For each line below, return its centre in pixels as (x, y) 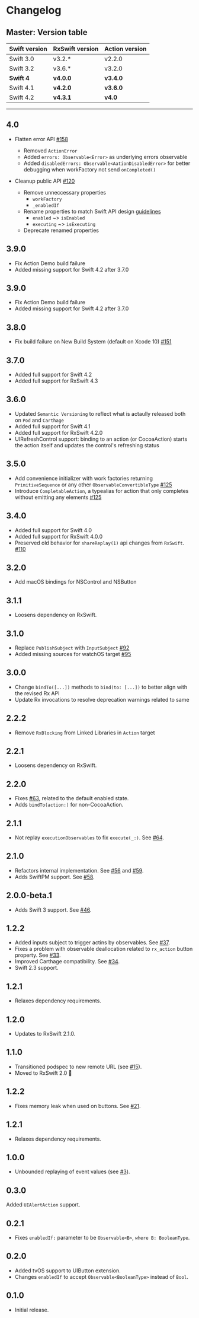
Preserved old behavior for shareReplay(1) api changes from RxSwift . (99, 543)
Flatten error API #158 (41, 139)
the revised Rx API (37, 693)
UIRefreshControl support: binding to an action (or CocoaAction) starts (101, 439)
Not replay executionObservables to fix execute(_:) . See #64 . (89, 838)
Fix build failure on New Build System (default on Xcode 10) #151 (93, 342)
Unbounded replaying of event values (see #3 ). (72, 1171)
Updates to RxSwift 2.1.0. (45, 1034)
